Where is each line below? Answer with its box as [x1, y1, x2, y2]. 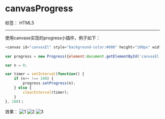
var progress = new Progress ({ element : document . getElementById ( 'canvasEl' [5, 54, 162, 59]
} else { [14, 86, 32, 90]
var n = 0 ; [5, 62, 27, 68]
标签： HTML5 [5, 20, 34, 26]
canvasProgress [5, 3, 73, 14]
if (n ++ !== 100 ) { [14, 76, 54, 81]
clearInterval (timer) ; [23, 89, 69, 95]
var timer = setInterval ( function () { [5, 72, 84, 77]
